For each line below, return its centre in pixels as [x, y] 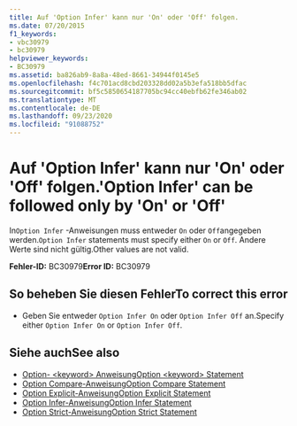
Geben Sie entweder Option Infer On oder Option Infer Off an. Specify [153, 315]
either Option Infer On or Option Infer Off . [102, 325]
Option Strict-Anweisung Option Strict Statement [109, 412]
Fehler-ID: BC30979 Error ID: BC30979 [80, 266]
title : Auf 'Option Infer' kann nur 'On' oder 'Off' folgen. [124, 17]
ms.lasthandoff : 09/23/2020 [61, 116]
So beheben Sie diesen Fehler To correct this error [148, 294]
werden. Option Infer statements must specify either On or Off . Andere [138, 239]
